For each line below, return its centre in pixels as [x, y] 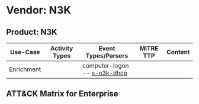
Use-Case [25, 52]
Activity [62, 48]
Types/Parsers [107, 56]
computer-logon [105, 66]
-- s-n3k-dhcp [105, 73]
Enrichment [25, 69]
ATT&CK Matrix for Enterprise [62, 94]
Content [178, 52]
